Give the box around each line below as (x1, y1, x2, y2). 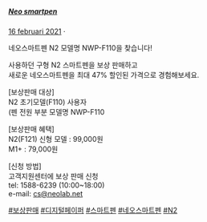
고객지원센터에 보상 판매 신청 (8, 171, 99, 180)
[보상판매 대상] (8, 87, 55, 96)
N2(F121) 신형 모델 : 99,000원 (8, 134, 103, 143)
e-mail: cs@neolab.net (8, 188, 83, 198)
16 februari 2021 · (8, 26, 66, 36)
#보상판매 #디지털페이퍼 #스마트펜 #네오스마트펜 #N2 (8, 205, 178, 215)
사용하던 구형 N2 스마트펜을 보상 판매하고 (8, 60, 138, 70)
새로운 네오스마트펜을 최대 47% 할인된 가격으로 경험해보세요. (8, 70, 200, 79)
